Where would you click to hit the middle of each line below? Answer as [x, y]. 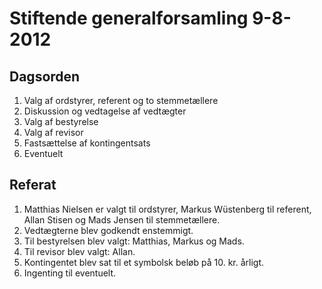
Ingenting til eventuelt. [70, 273]
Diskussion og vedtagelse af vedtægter [105, 111]
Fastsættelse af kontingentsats [87, 143]
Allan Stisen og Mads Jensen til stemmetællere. [122, 219]
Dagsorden [45, 76]
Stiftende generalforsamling [129, 18]
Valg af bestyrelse [61, 121]
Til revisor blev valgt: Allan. [79, 251]
